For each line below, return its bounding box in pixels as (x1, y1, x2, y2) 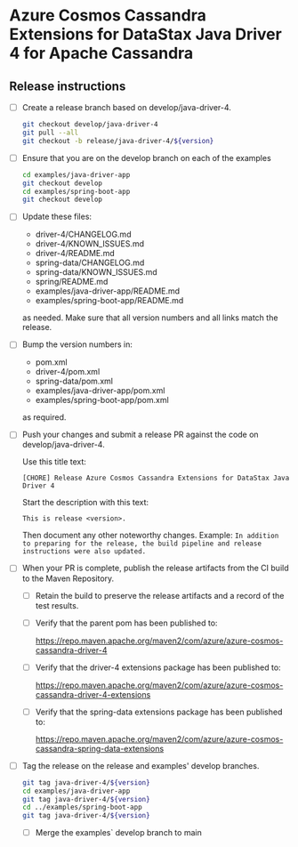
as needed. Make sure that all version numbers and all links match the (21, 312, 278, 323)
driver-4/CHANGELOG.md (35, 229, 132, 240)
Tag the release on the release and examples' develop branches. (21, 760, 260, 770)
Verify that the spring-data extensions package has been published (35, 706, 283, 717)
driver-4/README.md (35, 248, 116, 259)
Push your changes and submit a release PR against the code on (21, 429, 260, 440)
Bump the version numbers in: (21, 339, 133, 350)
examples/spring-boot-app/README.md (35, 295, 184, 306)
